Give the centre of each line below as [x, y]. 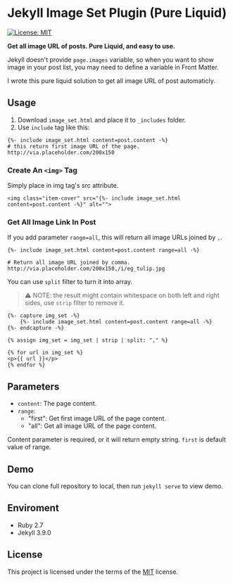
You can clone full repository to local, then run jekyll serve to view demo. [115, 486]
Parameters [33, 386]
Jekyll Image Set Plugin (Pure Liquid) [117, 13]
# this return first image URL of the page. [74, 146]
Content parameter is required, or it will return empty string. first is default [117, 440]
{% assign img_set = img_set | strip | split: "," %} [88, 340]
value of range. [29, 447]
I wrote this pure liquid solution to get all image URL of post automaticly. [112, 81]
